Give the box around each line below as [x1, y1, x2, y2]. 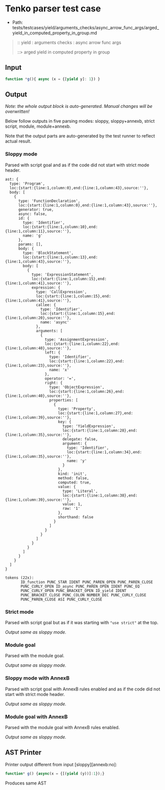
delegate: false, [62, 437, 98, 442]
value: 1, [62, 501, 83, 506]
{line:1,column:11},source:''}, [5, 229, 71, 234]
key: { [58, 419, 71, 424]
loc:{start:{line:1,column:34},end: [66, 449, 142, 454]
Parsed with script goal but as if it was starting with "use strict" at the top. [5, 620, 159, 626]
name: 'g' [23, 233, 43, 238]
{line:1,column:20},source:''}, [5, 315, 71, 320]
